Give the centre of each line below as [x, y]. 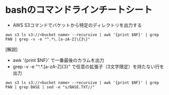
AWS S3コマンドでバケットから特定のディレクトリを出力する [77, 25]
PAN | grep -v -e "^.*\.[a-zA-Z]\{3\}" [48, 39]
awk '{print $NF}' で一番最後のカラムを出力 [58, 60]
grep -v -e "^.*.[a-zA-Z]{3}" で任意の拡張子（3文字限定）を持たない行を [88, 66]
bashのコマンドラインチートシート [79, 10]
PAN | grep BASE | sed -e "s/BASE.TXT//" [50, 87]
